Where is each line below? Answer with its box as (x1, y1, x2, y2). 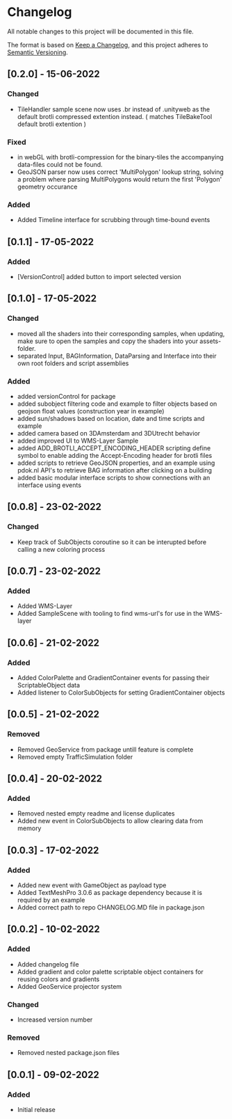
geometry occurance (17, 182, 78, 191)
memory (17, 824, 42, 832)
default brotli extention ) (17, 120, 87, 128)
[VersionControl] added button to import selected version (17, 272, 182, 280)
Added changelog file (17, 960, 79, 968)
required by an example (17, 896, 85, 905)
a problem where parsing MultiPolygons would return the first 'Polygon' (17, 175, 222, 183)
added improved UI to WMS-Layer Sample (17, 436, 139, 445)
